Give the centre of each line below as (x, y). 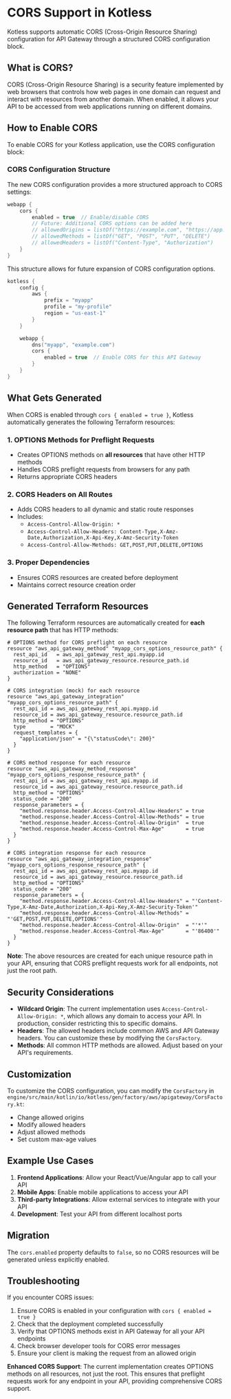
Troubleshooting (44, 1281)
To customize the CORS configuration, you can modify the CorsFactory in (111, 1091)
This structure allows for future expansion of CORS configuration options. (111, 269)
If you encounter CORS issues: (51, 1297)
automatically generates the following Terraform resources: (91, 422)
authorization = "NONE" (47, 673)
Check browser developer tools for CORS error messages (99, 1346)
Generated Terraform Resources (78, 606)
